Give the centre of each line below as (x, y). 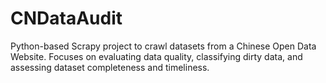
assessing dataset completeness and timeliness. (110, 67)
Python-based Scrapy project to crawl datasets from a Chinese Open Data (163, 46)
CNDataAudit (66, 18)
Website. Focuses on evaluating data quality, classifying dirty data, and (156, 56)
